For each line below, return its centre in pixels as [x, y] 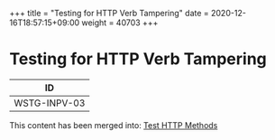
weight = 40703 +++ [120, 23]
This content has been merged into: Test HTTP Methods [114, 125]
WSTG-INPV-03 [50, 103]
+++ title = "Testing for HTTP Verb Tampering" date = [109, 13]
